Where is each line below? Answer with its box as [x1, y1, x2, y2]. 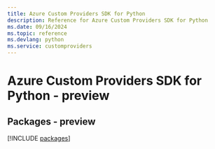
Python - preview [7, 88, 110, 104]
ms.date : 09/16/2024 [7, 23, 68, 30]
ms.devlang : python [7, 36, 64, 43]
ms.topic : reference [7, 29, 68, 37]
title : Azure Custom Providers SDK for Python [7, 10, 146, 17]
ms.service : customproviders [7, 43, 92, 50]
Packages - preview [7, 115, 96, 127]
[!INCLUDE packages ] [7, 134, 71, 142]
